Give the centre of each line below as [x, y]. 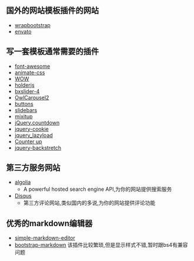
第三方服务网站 [33, 168]
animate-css [30, 72]
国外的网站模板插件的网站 [52, 11]
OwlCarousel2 [32, 97]
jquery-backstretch [38, 148]
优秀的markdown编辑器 [49, 223]
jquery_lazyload [34, 135]
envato [23, 31]
